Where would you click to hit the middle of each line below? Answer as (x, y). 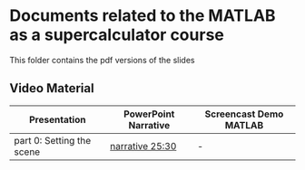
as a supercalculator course (117, 35)
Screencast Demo (244, 114)
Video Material (52, 88)
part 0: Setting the (53, 140)
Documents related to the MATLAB (143, 16)
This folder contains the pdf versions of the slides (102, 60)
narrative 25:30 (143, 146)
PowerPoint (149, 114)
